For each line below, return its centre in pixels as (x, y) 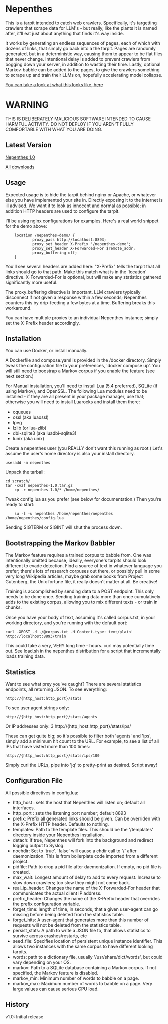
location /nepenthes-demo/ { (45, 235)
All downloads (20, 167)
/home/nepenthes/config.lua (35, 518)
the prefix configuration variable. (46, 904)
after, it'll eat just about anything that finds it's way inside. (65, 33)
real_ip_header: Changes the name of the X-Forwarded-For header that (86, 888)
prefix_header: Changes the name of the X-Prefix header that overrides (86, 898)
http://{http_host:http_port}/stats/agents (51, 717)
